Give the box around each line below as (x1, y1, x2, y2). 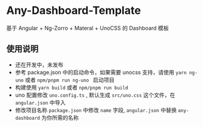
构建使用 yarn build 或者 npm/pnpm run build (15, 83, 129, 91)
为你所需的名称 (41, 114, 79, 121)
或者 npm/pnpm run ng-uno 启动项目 (25, 76, 115, 83)
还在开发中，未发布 (15, 61, 64, 68)
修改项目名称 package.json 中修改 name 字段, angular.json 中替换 (15, 106, 177, 114)
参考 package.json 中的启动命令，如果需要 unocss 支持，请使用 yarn (15, 68, 187, 76)
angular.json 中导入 (15, 99, 66, 106)
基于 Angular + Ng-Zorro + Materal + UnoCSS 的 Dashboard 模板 (6, 24, 169, 31)
